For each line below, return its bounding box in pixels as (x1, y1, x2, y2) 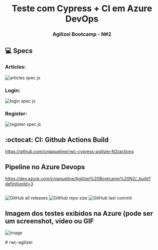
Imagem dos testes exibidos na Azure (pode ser (5, 209, 153, 218)
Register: (5, 111, 27, 117)
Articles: (5, 64, 26, 70)
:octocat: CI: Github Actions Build (5, 136, 109, 144)
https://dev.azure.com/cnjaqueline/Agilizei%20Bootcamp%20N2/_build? (5, 176, 151, 182)
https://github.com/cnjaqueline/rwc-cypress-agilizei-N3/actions (5, 149, 134, 155)
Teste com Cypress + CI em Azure (11, 3, 153, 14)
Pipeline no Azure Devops (5, 162, 85, 171)
